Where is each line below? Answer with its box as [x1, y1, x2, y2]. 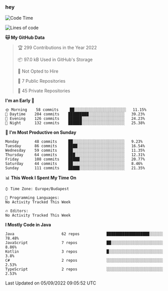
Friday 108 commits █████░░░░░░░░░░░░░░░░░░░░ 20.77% [5, 157, 145, 162]
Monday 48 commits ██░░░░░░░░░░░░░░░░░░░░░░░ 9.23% [5, 139, 143, 144]
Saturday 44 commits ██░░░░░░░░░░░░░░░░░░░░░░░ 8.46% [5, 161, 143, 166]
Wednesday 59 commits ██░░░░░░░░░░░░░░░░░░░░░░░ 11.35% [5, 148, 145, 153]
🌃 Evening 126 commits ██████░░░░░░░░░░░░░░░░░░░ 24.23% [5, 116, 145, 122]
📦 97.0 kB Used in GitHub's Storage [17, 56, 93, 63]
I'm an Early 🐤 [5, 97, 35, 104]
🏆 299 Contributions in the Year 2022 [17, 44, 97, 51]
